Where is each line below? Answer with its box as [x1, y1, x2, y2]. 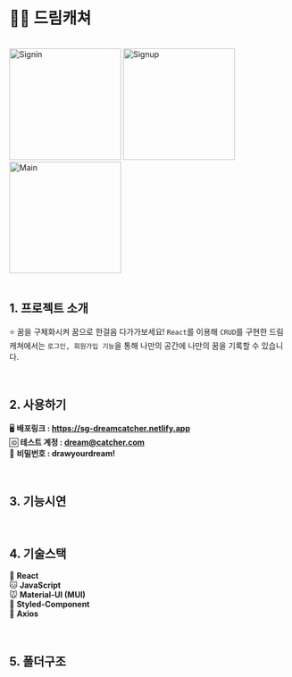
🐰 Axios [9, 608, 38, 619]
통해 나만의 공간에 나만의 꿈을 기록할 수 [123, 340, 260, 351]
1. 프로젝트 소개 [9, 301, 89, 316]
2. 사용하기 [9, 397, 67, 413]
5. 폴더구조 [9, 654, 67, 669]
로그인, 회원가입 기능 [47, 341, 115, 351]
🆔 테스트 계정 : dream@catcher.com [9, 437, 146, 447]
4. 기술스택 [9, 546, 67, 561]
